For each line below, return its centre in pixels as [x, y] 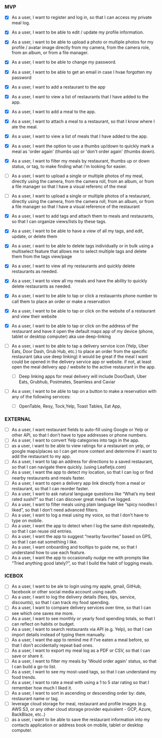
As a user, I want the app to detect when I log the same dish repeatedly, [83, 526]
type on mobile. [27, 520]
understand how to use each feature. [49, 552]
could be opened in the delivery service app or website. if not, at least [81, 362]
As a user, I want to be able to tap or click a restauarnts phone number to [84, 296]
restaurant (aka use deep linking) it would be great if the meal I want [80, 356]
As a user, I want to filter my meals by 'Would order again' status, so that [84, 661]
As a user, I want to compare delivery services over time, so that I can [81, 608]
